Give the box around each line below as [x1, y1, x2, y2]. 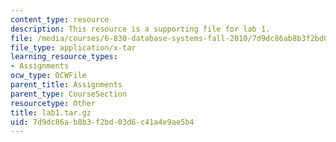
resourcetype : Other [10, 98, 97, 108]
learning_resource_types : [10, 52, 118, 62]
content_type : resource [10, 14, 110, 25]
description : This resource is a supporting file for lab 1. [10, 24, 271, 34]
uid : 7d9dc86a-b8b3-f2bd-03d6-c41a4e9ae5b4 [10, 117, 195, 127]
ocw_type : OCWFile [10, 71, 87, 81]
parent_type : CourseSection [10, 89, 128, 99]
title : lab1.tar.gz [10, 107, 92, 118]
